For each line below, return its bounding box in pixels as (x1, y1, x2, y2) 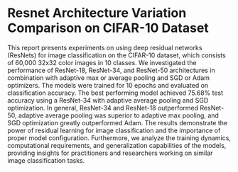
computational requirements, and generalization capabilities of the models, (7, 141, 227, 149)
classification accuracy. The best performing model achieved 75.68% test (7, 88, 224, 97)
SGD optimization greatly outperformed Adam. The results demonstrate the (7, 118, 228, 127)
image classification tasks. (7, 156, 85, 164)
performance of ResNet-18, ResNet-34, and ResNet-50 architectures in (7, 66, 215, 74)
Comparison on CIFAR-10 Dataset (7, 20, 210, 36)
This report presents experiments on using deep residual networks (7, 43, 202, 52)
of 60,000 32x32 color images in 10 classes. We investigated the (7, 58, 197, 67)
